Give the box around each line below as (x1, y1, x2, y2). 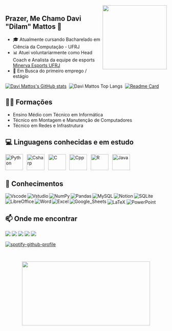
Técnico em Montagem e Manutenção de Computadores (12, 117, 132, 123)
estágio (12, 73, 29, 79)
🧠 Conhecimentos (5, 179, 63, 188)
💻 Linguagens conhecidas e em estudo (5, 138, 134, 147)
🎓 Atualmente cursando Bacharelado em (12, 36, 101, 43)
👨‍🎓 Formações (5, 98, 53, 107)
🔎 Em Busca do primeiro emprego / (12, 68, 87, 74)
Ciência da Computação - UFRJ (12, 44, 80, 50)
